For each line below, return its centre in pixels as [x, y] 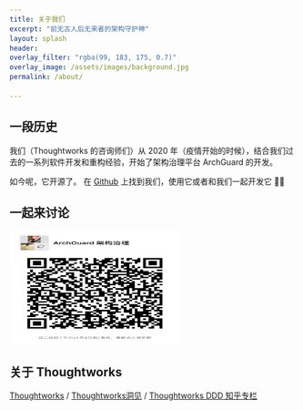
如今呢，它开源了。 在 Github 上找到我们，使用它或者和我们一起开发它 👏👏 [147, 181]
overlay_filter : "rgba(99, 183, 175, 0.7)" [93, 58]
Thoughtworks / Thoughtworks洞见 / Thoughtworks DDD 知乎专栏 [133, 395]
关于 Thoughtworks [66, 372]
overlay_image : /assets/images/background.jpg [99, 67]
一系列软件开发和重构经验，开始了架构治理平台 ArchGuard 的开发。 [151, 162]
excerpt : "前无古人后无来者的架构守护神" [80, 29]
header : [24, 48]
